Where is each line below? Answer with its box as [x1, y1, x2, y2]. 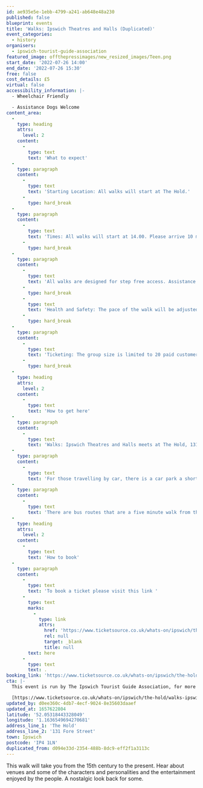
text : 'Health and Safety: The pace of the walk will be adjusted [28, 307, 199, 313]
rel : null [44, 633, 69, 639]
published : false [6, 15, 50, 21]
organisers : [6, 43, 36, 49]
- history [11, 37, 36, 43]
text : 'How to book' [28, 554, 80, 560]
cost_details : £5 [6, 76, 50, 82]
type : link [38, 616, 66, 622]
